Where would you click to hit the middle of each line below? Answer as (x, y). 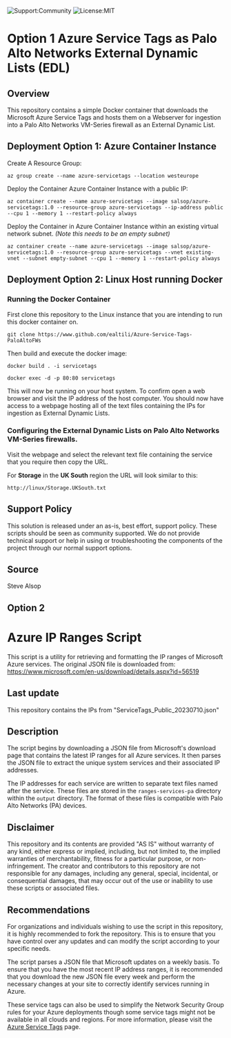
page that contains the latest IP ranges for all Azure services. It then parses (114, 756)
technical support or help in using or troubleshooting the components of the (115, 540)
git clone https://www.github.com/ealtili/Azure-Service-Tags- (100, 334)
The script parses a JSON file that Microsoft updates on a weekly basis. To (113, 962)
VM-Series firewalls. (42, 439)
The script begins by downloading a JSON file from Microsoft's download (111, 748)
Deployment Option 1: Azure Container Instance (112, 146)
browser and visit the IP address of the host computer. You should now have (115, 398)
